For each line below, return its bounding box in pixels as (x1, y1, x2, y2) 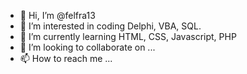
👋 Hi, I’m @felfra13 (19, 10, 96, 21)
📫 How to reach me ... (19, 53, 113, 64)
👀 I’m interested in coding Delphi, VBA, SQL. (19, 20, 202, 32)
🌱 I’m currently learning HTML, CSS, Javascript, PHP (19, 31, 237, 42)
